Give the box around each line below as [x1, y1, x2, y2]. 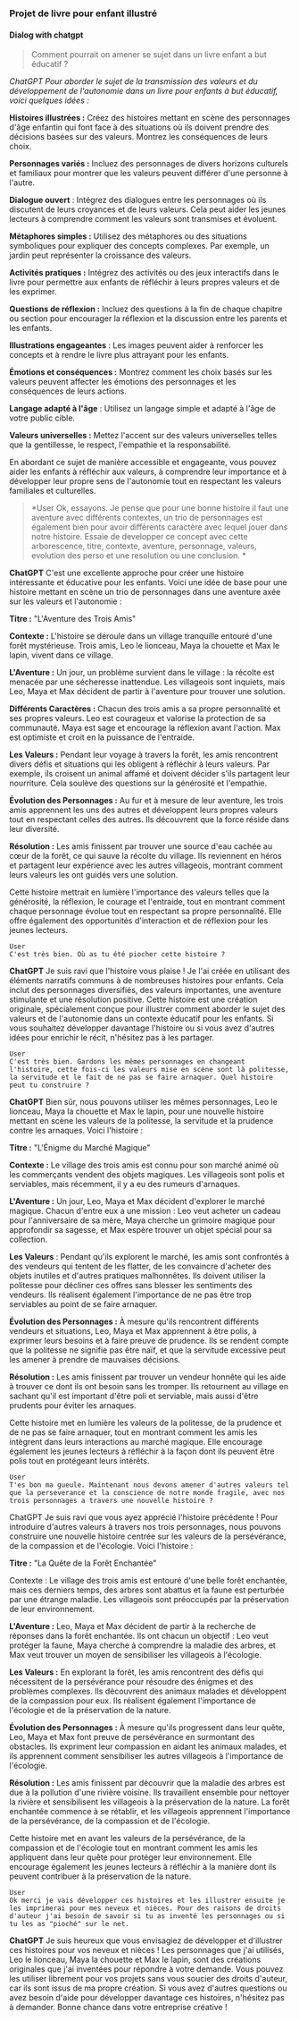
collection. [9, 1234, 48, 1245]
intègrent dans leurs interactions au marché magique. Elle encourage [9, 1437, 263, 1448]
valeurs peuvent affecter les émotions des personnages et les [9, 377, 237, 387]
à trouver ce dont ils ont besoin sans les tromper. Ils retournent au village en [9, 1381, 289, 1392]
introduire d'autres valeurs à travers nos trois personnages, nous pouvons [9, 1522, 282, 1533]
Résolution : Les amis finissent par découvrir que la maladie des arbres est [9, 1778, 286, 1788]
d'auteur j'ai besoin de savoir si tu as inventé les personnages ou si [9, 1912, 286, 1921]
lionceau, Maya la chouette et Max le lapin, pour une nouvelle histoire [9, 1106, 265, 1117]
